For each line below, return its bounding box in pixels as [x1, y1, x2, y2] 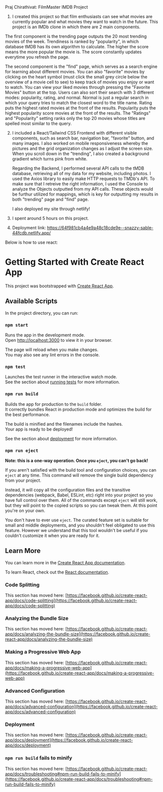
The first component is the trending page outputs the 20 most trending [5, 34, 147, 39]
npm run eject [5, 448, 38, 453]
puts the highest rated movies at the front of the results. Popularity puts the [5, 105, 156, 111]
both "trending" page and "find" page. [12, 197, 89, 202]
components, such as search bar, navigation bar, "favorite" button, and [12, 135, 154, 141]
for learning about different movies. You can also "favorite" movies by [5, 69, 145, 75]
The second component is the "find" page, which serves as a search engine [5, 63, 158, 69]
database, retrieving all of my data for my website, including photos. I [12, 171, 151, 176]
